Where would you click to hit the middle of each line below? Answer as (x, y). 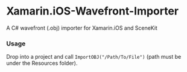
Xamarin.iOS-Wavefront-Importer (93, 11)
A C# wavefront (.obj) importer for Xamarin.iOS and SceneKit (82, 28)
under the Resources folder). (42, 63)
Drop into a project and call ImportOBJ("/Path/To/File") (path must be (94, 57)
